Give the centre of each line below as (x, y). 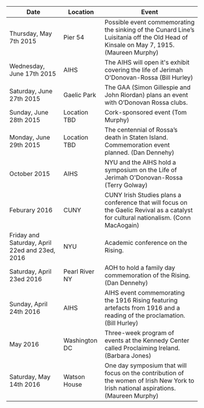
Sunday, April (29, 304)
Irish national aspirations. (140, 388)
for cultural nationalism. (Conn (148, 218)
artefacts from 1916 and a (142, 308)
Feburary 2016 (31, 210)
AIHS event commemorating (144, 293)
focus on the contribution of (144, 373)
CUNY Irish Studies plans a (143, 195)
